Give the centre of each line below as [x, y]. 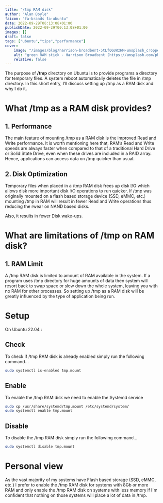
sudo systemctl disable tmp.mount [40, 447]
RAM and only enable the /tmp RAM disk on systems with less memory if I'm [81, 490]
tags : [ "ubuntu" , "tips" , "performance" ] [45, 41]
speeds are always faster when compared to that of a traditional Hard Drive [80, 149]
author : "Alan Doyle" [27, 14]
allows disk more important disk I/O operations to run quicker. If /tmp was [78, 191]
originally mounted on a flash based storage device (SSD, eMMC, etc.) [75, 196]
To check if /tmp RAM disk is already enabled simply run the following [75, 356]
